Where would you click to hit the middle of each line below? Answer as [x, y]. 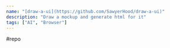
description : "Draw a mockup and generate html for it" [76, 17]
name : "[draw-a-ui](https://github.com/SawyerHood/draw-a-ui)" [86, 11]
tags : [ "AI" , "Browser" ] [37, 22]
